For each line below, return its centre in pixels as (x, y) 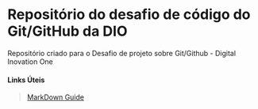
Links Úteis (26, 80)
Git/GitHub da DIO (67, 31)
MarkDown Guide (56, 97)
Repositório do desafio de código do (129, 15)
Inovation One (30, 62)
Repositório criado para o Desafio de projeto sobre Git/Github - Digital (121, 53)
